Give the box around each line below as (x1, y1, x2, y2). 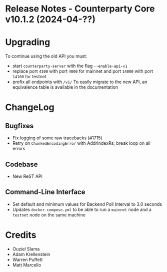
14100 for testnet (12, 74, 46, 80)
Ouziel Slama (12, 246, 40, 252)
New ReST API (12, 173, 42, 179)
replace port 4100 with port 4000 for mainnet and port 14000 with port (12, 68, 153, 74)
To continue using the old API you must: (5, 53, 87, 59)
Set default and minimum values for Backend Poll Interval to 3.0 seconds (12, 201, 162, 207)
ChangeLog (5, 102, 54, 113)
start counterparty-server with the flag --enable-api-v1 (12, 63, 127, 69)
